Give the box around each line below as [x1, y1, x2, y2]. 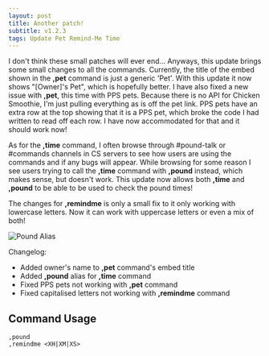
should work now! [8, 125, 67, 135]
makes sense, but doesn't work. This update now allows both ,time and [8, 175, 245, 184]
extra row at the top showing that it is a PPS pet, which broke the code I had [8, 108, 259, 118]
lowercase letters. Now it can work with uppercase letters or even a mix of [8, 207, 255, 217]
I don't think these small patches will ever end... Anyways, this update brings [8, 56, 262, 66]
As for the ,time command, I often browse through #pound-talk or [8, 140, 226, 150]
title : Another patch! [8, 19, 84, 27]
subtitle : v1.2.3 [8, 27, 67, 35]
